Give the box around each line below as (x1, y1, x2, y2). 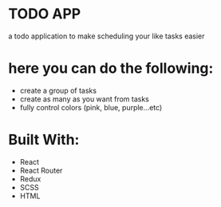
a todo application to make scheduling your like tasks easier (8, 31, 205, 41)
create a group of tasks (19, 86, 97, 95)
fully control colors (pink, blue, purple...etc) (19, 102, 163, 112)
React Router (19, 165, 63, 175)
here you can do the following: (8, 59, 214, 78)
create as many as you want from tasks (19, 94, 150, 104)
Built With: (8, 131, 80, 149)
